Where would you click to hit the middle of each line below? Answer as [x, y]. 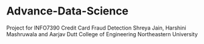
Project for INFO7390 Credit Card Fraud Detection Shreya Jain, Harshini [97, 28]
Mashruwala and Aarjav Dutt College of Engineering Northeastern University [102, 34]
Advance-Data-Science [68, 11]
